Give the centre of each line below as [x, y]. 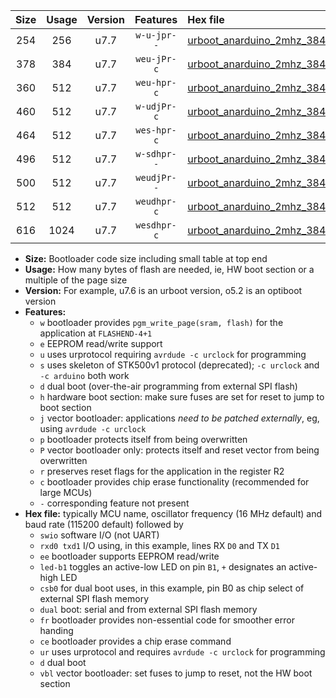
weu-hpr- [156, 82]
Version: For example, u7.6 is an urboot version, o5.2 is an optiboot [163, 290]
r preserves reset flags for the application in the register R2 [162, 471]
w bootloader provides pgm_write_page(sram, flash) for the [161, 322]
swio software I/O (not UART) [99, 535]
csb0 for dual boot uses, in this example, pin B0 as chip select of [172, 588]
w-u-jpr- [156, 35]
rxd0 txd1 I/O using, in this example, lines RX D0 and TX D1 [159, 545]
